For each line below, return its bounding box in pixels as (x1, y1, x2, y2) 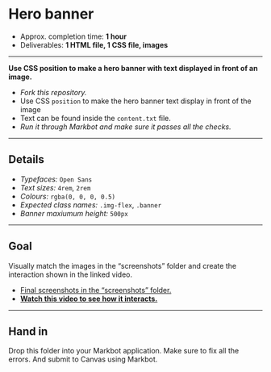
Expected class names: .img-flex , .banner (19, 199, 162, 210)
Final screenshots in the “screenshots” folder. (19, 285, 172, 295)
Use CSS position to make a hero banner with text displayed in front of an (8, 63, 258, 73)
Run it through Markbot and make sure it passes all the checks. (19, 122, 231, 132)
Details (8, 153, 44, 166)
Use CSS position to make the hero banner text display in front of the (19, 96, 252, 106)
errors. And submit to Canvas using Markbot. (8, 354, 158, 364)
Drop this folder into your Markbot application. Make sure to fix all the (8, 346, 240, 356)
